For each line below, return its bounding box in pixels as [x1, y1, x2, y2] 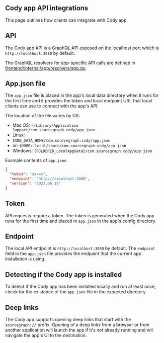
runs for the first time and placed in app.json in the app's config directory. [5, 218, 157, 224]
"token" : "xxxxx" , [9, 171, 48, 177]
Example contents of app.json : [5, 158, 68, 164]
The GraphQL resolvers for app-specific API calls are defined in [5, 60, 136, 66]
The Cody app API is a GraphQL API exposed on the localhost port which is [5, 45, 159, 51]
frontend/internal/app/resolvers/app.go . [5, 65, 87, 71]
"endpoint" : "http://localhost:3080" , [9, 176, 90, 181]
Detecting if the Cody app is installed [5, 270, 122, 279]
